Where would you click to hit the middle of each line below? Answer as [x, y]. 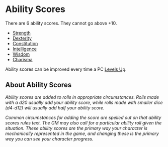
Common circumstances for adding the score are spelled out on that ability [83, 117]
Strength [22, 33]
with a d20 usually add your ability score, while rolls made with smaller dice [84, 102]
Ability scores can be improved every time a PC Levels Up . [66, 69]
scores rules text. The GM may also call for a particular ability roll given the [83, 123]
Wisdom [21, 54]
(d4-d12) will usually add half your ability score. [55, 108]
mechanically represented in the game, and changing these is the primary [82, 133]
